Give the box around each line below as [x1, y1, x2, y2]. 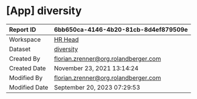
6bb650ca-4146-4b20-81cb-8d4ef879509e [54, 25, 188, 34]
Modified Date [9, 83, 48, 91]
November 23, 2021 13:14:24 [54, 64, 139, 72]
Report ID [9, 25, 37, 34]
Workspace [9, 35, 41, 44]
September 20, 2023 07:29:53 [54, 83, 140, 91]
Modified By [9, 74, 43, 82]
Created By [9, 54, 40, 62]
